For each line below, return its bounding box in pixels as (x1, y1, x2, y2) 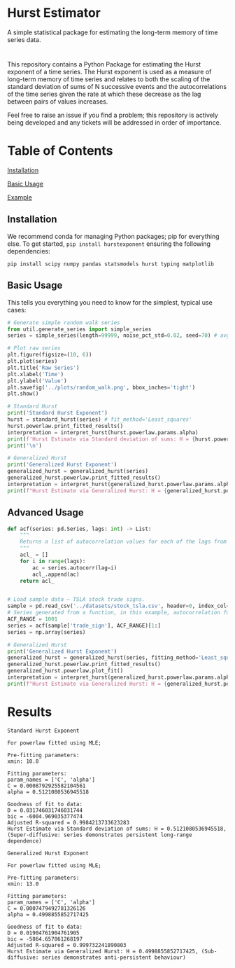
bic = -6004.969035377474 (7, 813, 83, 820)
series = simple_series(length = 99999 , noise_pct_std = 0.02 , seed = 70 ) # (7, 332, 218, 339)
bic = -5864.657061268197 (7, 935, 83, 943)
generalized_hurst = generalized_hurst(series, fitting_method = (7, 654, 199, 661)
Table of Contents (7, 143, 113, 159)
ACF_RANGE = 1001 (7, 616, 58, 623)
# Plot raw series (7, 345, 61, 352)
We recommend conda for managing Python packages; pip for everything (7, 232, 220, 240)
